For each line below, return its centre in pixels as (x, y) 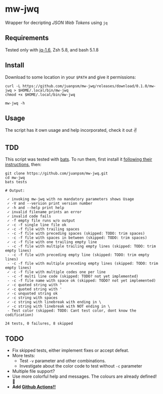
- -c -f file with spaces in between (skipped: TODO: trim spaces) (77, 238)
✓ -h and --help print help (36, 208)
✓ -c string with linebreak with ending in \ (54, 302)
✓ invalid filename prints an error (44, 212)
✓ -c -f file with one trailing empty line (52, 242)
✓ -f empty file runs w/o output (41, 221)
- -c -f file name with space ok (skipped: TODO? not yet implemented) (81, 281)
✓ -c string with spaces (32, 298)
